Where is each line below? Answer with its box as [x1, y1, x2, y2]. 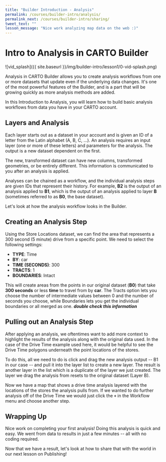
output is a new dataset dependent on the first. [5, 148, 101, 154]
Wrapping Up [5, 412, 47, 421]
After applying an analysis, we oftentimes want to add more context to [5, 331, 149, 337]
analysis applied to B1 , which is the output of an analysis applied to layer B [5, 188, 157, 194]
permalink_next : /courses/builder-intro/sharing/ [5, 16, 110, 21]
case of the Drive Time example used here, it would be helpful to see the [5, 341, 154, 347]
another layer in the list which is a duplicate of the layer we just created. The [5, 367, 161, 373]
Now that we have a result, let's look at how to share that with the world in [5, 446, 156, 452]
